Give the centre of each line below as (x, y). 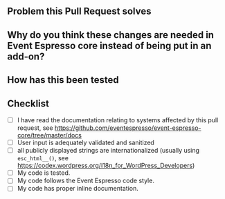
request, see (35, 128)
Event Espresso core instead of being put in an (109, 45)
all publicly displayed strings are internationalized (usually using (108, 151)
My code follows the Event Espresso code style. (85, 181)
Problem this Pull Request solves (79, 11)
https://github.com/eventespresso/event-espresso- (128, 128)
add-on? (26, 56)
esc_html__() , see (43, 158)
